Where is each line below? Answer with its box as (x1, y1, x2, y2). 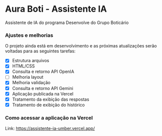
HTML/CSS (12, 63, 35, 69)
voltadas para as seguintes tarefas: (5, 48, 76, 54)
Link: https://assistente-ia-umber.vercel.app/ (5, 126, 95, 132)
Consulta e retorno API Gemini (12, 85, 73, 91)
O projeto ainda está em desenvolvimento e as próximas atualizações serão (5, 43, 157, 49)
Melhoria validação (12, 80, 51, 86)
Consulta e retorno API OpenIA (12, 68, 75, 74)
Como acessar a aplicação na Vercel (5, 114, 93, 121)
